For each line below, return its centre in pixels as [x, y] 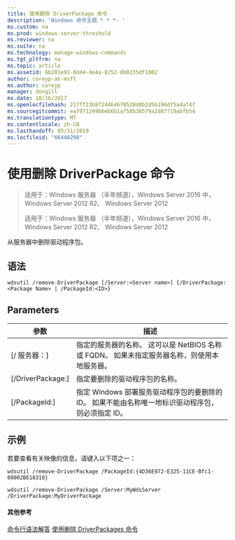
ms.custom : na [28, 27]
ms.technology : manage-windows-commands [67, 53]
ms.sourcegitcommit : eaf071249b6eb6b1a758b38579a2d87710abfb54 [101, 111]
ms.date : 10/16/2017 [37, 99]
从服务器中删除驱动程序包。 [47, 242]
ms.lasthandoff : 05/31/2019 [48, 131]
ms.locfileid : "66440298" [45, 137]
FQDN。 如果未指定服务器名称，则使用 [148, 355]
